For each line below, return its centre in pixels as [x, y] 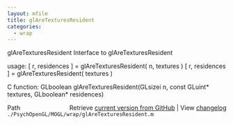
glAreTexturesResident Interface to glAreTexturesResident [90, 53]
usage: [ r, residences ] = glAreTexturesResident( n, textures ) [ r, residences [116, 66]
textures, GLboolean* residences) [56, 94]
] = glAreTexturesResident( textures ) [60, 74]
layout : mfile [28, 14]
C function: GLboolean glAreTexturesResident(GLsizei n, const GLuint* [109, 87]
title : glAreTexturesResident [51, 20]
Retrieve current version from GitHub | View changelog [148, 108]
